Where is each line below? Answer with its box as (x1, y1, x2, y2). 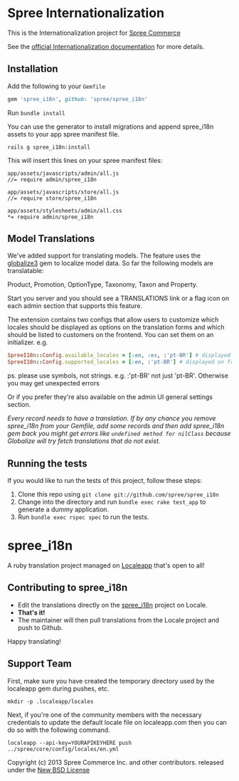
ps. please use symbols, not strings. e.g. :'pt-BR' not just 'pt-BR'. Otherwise (7, 371, 229, 380)
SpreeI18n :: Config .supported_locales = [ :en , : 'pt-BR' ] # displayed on (7, 358, 224, 366)
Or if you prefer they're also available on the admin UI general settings (7, 393, 213, 401)
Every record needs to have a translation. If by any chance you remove (7, 414, 216, 423)
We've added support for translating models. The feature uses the (7, 251, 201, 260)
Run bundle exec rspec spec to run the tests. (17, 513, 149, 521)
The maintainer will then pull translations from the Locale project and (17, 615, 219, 624)
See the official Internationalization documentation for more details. (7, 42, 205, 51)
